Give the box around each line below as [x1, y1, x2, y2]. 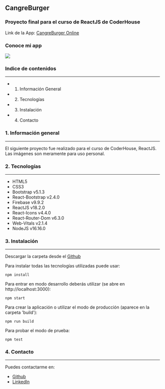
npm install [5, 272, 29, 278]
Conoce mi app [5, 42, 42, 49]
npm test [5, 337, 23, 342]
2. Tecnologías [5, 163, 41, 170]
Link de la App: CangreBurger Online [5, 29, 80, 36]
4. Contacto [5, 348, 34, 355]
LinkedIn [12, 379, 30, 385]
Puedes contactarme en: [5, 364, 55, 370]
